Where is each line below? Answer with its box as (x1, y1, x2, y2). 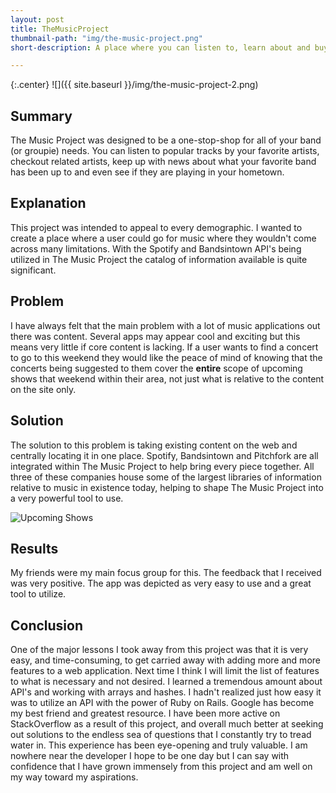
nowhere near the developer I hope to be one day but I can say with (10, 750, 290, 762)
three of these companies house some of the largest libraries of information (10, 471, 322, 483)
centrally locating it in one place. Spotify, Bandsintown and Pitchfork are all (10, 449, 319, 461)
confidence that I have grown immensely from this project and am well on (10, 761, 313, 773)
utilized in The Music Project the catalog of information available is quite (10, 253, 308, 265)
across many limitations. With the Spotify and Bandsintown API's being (10, 242, 302, 255)
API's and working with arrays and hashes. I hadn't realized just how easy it (10, 686, 322, 698)
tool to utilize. (10, 588, 67, 600)
